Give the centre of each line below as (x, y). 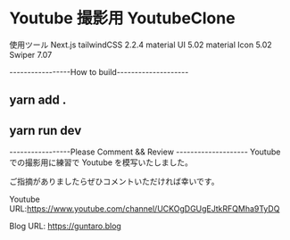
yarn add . (38, 100)
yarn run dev (46, 130)
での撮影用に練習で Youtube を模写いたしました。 (101, 162)
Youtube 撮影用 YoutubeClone (122, 18)
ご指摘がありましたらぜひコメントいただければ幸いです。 (114, 182)
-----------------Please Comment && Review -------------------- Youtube (145, 152)
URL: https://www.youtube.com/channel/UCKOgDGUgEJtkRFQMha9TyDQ (145, 209)
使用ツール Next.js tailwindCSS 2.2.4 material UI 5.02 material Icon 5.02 (141, 45)
